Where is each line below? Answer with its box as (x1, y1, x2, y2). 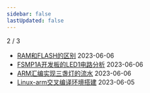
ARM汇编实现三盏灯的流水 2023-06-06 (16, 69, 132, 77)
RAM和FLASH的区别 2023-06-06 (16, 51, 115, 60)
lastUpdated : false (6, 17, 64, 24)
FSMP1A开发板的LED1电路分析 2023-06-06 (16, 60, 144, 68)
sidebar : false (6, 10, 52, 18)
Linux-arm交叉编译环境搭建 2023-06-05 (16, 77, 135, 86)
